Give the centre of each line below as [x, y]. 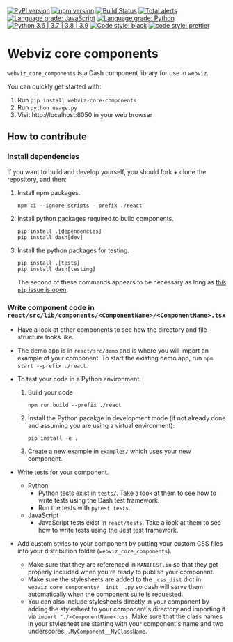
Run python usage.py [47, 107]
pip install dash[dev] [50, 237]
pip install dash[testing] [56, 269]
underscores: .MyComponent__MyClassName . [87, 631]
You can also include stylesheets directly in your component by [119, 601]
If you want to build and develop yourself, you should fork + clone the [107, 171]
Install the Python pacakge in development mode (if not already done [127, 418]
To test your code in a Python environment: [79, 379]
